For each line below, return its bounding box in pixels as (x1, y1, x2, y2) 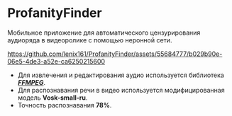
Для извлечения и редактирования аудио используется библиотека (17, 71, 225, 79)
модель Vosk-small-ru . (17, 93, 88, 102)
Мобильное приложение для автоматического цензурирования (7, 28, 201, 37)
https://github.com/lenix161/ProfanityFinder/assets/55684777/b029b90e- (7, 50, 223, 58)
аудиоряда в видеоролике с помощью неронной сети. (7, 35, 172, 44)
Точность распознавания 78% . (17, 100, 112, 109)
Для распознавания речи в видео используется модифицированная (17, 86, 225, 94)
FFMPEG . (17, 78, 46, 86)
